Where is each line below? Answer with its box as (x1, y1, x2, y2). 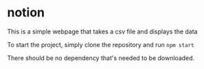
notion (7, 5, 45, 20)
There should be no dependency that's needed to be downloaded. (7, 53, 195, 62)
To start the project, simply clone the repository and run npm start (7, 40, 194, 49)
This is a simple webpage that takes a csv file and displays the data (7, 27, 198, 36)
